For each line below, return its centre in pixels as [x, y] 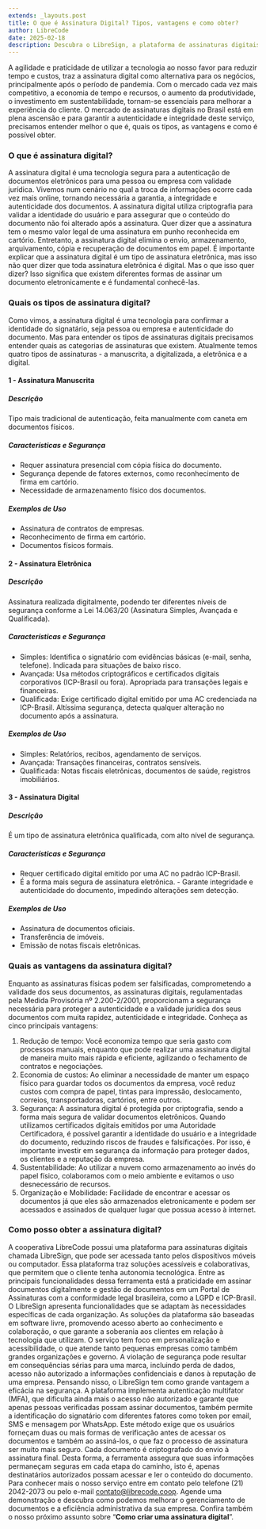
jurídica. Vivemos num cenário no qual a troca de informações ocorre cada [130, 190]
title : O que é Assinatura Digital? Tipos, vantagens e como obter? [123, 23]
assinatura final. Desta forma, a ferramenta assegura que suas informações [131, 1458]
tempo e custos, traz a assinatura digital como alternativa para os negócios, [132, 76]
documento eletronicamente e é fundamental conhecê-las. [104, 282]
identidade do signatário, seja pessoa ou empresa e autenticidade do [121, 328]
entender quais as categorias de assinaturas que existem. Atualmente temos [133, 345]
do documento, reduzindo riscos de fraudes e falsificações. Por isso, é [135, 1142]
